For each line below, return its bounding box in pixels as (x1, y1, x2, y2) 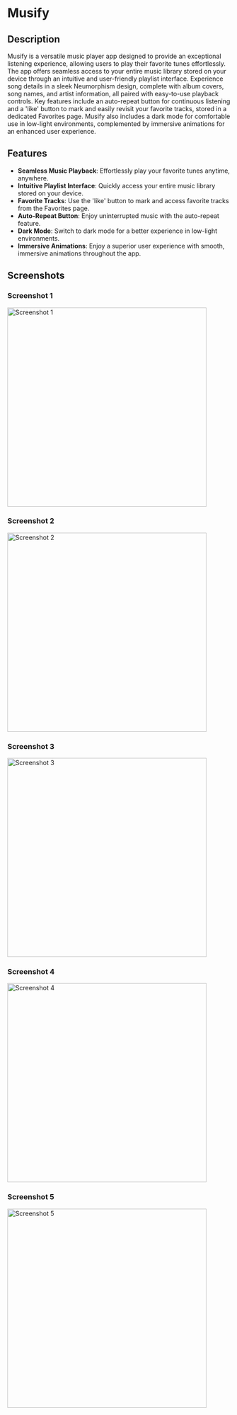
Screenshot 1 (7, 291, 53, 301)
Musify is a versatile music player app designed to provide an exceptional (7, 52, 221, 60)
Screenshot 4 (7, 967, 55, 977)
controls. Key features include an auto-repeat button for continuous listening (7, 97, 231, 105)
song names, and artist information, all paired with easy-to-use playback (7, 90, 219, 98)
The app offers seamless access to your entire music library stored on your (7, 67, 226, 75)
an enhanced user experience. (7, 127, 97, 135)
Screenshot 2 (7, 516, 54, 526)
